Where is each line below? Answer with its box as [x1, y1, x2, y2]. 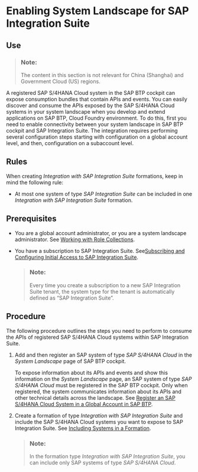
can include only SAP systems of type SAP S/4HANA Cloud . [29, 459, 176, 466]
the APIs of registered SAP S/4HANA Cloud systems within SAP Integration [6, 333, 189, 341]
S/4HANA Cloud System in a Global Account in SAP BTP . [14, 400, 153, 407]
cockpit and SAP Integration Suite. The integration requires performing [6, 127, 178, 134]
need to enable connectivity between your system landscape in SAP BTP [6, 120, 184, 128]
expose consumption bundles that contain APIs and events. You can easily [6, 95, 187, 102]
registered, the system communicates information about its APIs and [14, 388, 182, 395]
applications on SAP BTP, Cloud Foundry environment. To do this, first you [6, 114, 187, 121]
